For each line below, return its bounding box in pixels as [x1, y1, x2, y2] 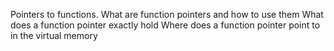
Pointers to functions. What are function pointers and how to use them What [10, 9, 324, 20]
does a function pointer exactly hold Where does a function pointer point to [10, 19, 321, 31]
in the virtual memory [10, 30, 98, 41]
